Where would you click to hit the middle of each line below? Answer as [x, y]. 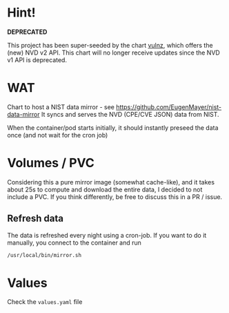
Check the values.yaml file [45, 302]
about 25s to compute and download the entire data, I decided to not [105, 189]
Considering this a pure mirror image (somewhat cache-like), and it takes [111, 182]
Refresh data [36, 219]
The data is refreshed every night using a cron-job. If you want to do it [107, 235]
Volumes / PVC [51, 163]
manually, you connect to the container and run [74, 243]
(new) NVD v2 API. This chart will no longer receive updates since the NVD [114, 53]
